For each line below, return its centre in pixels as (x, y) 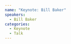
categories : (17, 24)
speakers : (15, 15)
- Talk (16, 33)
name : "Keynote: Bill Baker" (35, 10)
